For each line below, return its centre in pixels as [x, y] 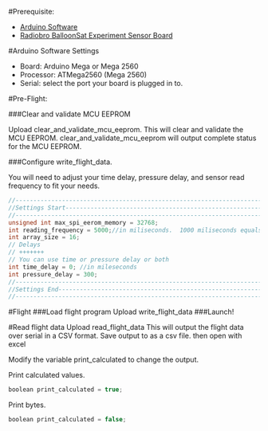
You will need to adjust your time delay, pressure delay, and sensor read [126, 177]
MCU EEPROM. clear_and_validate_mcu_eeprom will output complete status [132, 138]
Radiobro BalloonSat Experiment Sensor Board [96, 35]
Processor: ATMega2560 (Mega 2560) [83, 74]
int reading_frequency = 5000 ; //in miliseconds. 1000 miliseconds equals [135, 230]
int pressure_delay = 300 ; [53, 274]
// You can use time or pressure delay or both [89, 260]
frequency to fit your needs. [54, 186]
